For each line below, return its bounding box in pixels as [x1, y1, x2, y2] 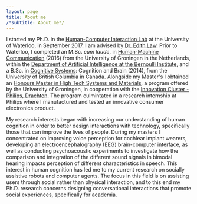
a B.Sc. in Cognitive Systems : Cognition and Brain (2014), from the [6, 67, 168, 74]
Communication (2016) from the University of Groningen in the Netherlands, [6, 54, 191, 62]
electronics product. [6, 104, 55, 112]
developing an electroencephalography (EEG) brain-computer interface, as [6, 141, 188, 148]
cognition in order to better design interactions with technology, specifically [6, 122, 190, 130]
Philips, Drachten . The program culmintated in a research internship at [6, 92, 177, 99]
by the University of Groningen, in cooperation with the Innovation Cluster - [6, 86, 189, 93]
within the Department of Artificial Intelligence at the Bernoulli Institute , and [6, 61, 189, 68]
